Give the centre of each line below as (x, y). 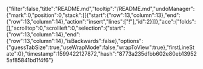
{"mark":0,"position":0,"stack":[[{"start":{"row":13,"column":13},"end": (93, 15)
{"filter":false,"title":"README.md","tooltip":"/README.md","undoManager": (101, 9)
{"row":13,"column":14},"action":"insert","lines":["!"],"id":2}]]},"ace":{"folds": (101, 21)
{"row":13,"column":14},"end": (43, 34)
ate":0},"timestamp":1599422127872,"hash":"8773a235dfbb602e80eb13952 (101, 54)
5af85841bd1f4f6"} (30, 60)
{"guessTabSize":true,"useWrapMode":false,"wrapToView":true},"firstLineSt (101, 47)
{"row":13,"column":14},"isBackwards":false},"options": (75, 41)
